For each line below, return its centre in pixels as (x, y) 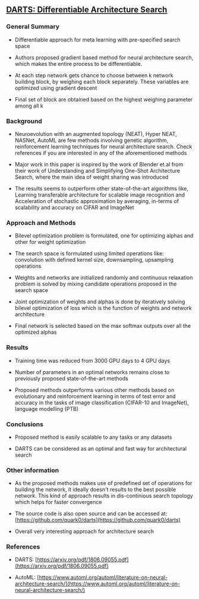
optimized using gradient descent (56, 88)
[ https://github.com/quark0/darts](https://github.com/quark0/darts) (98, 520)
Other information (33, 470)
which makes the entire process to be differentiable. (78, 64)
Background (24, 121)
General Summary (33, 27)
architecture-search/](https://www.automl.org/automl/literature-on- (97, 584)
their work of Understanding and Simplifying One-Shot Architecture (97, 170)
